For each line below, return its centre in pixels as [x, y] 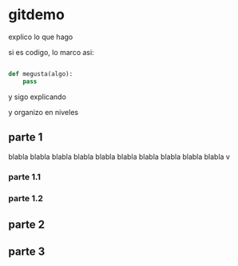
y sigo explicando [37, 97]
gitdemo [37, 15]
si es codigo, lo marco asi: [51, 52]
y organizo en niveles [43, 112]
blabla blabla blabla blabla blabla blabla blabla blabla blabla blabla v [119, 157]
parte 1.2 [26, 199]
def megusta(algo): [41, 73]
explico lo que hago [41, 37]
